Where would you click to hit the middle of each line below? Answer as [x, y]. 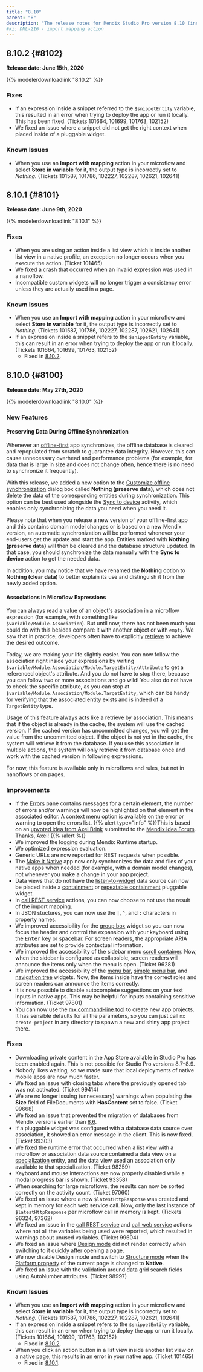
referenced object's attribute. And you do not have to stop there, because [98, 674]
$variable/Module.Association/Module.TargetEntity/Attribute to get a [95, 667]
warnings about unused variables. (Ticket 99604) [77, 1237]
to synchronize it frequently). [42, 471]
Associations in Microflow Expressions [56, 597]
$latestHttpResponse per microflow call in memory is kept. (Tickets [98, 1212]
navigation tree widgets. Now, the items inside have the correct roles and [106, 977]
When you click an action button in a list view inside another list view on [105, 1350]
